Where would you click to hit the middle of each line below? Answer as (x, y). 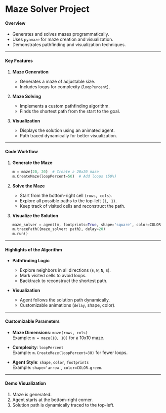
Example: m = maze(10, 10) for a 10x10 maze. (58, 338)
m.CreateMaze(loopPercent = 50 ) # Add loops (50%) (64, 176)
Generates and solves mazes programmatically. (61, 34)
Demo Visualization (26, 383)
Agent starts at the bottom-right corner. (52, 400)
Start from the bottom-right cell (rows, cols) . (66, 195)
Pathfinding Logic (31, 261)
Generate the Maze (32, 163)
